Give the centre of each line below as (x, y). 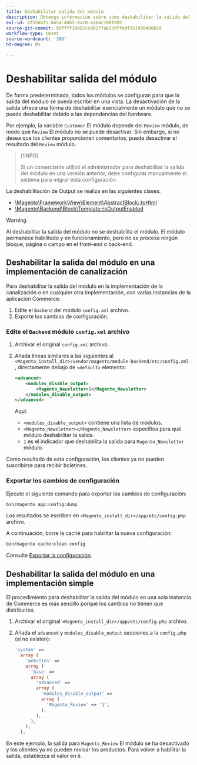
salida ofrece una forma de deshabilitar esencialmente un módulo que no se (98, 107)
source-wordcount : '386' (36, 39)
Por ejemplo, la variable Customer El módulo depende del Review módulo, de (97, 125)
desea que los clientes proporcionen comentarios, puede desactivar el (92, 138)
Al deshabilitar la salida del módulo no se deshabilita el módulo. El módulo (96, 231)
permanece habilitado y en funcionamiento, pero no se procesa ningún (92, 238)
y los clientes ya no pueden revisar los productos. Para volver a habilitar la (96, 750)
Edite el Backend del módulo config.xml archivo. (72, 310)
